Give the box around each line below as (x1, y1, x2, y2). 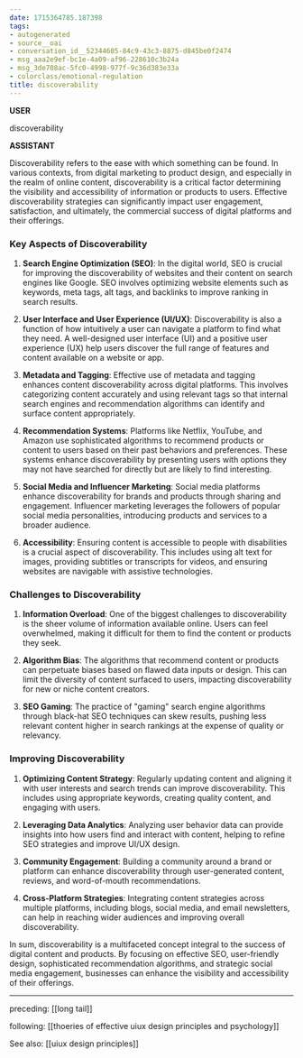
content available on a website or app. (22, 352, 165, 363)
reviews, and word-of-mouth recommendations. (22, 875, 201, 886)
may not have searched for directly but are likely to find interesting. (22, 464, 272, 474)
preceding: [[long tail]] (9, 1003, 93, 1014)
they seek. (22, 638, 61, 649)
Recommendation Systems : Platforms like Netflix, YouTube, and (22, 425, 262, 436)
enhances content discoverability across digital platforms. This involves (22, 379, 289, 390)
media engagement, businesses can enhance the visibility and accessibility (9, 967, 289, 979)
